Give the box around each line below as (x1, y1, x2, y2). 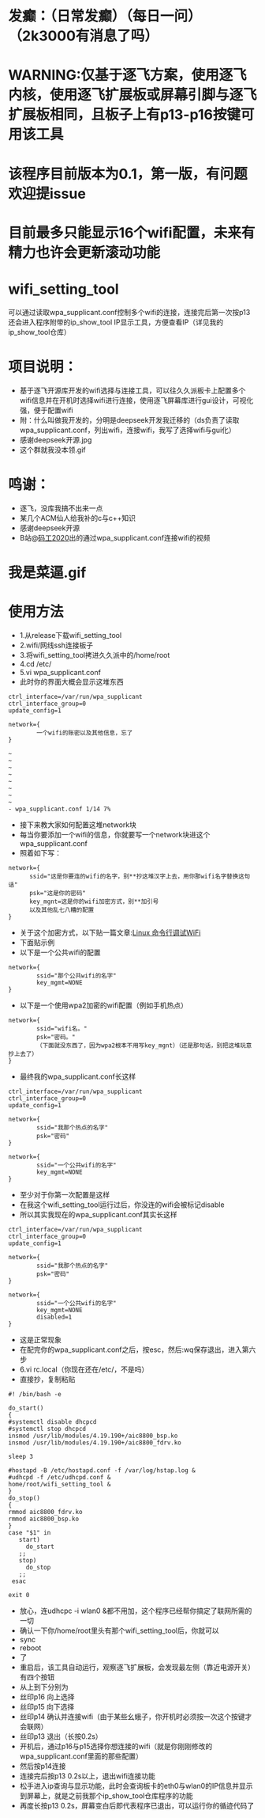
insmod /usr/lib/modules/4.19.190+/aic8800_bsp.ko (8, 1432, 178, 1440)
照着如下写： (19, 848, 62, 857)
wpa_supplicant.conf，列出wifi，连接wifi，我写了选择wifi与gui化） (19, 425, 237, 435)
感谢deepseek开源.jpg (19, 435, 92, 444)
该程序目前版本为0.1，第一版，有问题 (8, 165, 248, 183)
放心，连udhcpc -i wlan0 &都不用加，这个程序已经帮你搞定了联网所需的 (19, 1606, 252, 1615)
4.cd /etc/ (19, 659, 52, 669)
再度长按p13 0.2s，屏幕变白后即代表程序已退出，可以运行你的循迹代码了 (19, 1801, 255, 1810)
